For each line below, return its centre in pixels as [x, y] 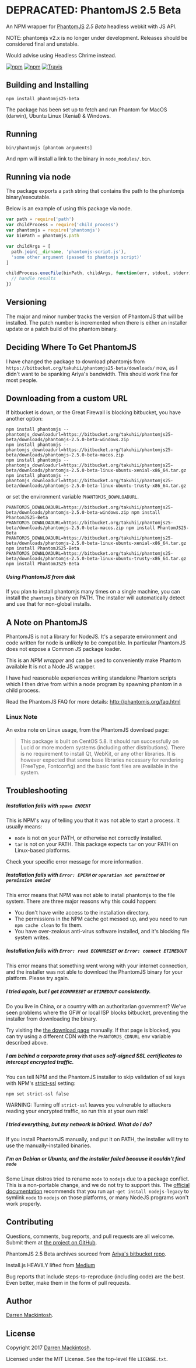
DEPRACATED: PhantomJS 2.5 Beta [94, 10]
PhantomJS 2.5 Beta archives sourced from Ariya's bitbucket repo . [86, 1254]
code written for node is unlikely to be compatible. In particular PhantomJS [96, 643]
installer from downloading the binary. [52, 1019]
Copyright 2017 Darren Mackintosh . [49, 1347]
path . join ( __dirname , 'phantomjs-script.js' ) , [69, 252]
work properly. [24, 1203]
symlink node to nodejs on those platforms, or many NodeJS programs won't [97, 1197]
